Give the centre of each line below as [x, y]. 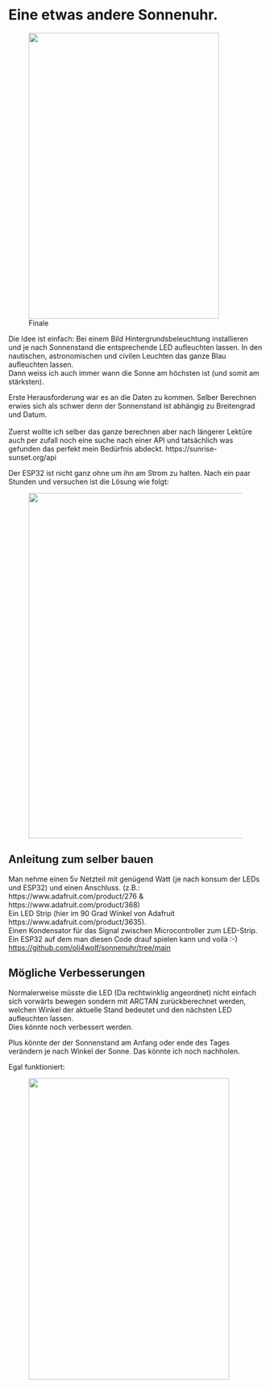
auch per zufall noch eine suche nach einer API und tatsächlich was [121, 440]
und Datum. [28, 414]
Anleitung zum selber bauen [81, 859]
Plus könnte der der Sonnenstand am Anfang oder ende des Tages [119, 1042]
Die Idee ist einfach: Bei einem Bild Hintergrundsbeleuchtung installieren [128, 339]
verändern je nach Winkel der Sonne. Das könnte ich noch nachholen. [124, 1051]
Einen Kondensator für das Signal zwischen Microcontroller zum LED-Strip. [133, 930]
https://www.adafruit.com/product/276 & [76, 896]
